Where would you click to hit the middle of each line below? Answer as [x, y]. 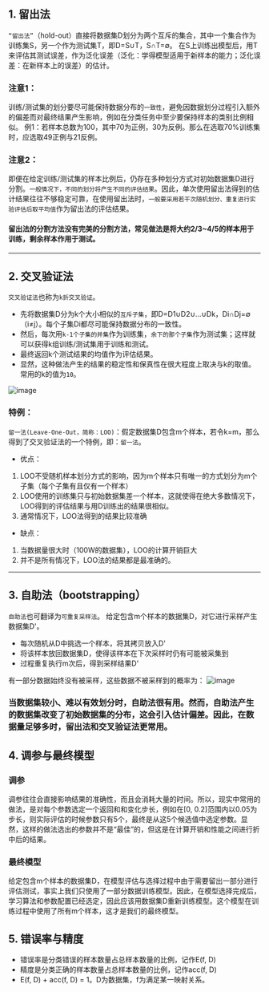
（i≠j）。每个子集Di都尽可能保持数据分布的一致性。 [103, 324]
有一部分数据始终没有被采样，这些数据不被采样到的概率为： [106, 680]
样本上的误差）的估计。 [74, 65]
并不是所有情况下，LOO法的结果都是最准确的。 [97, 560]
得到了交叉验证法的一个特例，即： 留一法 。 [77, 441]
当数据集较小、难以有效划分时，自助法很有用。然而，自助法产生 [131, 702]
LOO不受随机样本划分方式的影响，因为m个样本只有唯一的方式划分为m [135, 476]
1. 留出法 [29, 14]
